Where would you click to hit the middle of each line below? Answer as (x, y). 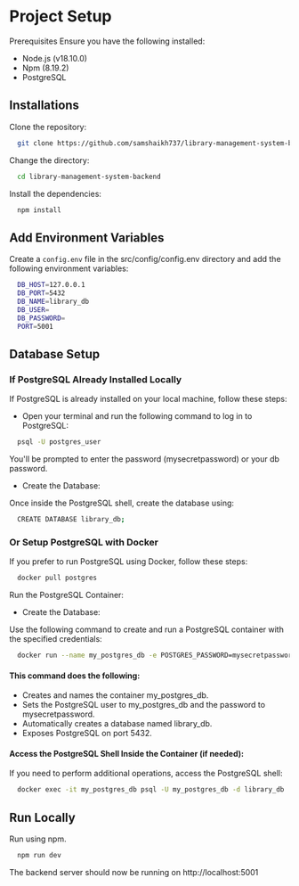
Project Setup (61, 16)
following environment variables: (69, 268)
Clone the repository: (48, 127)
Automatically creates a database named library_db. (117, 724)
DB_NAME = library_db (53, 301)
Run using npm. (38, 839)
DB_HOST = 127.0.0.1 (52, 285)
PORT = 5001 (35, 326)
